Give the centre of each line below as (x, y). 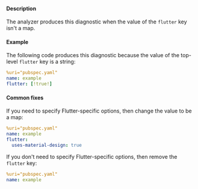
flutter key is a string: (47, 62)
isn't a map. (21, 28)
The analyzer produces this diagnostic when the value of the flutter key (97, 22)
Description (21, 8)
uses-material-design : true (47, 145)
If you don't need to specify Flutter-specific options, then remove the (92, 156)
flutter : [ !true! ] (29, 84)
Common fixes (25, 98)
